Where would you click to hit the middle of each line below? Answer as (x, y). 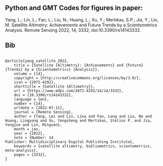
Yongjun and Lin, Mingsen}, (34, 125)
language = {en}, (32, 99)
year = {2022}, (29, 133)
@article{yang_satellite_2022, (37, 61)
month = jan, (27, 129)
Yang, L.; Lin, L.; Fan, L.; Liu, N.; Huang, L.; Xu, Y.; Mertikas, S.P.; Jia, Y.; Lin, (82, 19)
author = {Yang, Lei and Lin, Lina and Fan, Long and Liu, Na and (83, 116)
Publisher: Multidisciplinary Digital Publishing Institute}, (70, 142)
